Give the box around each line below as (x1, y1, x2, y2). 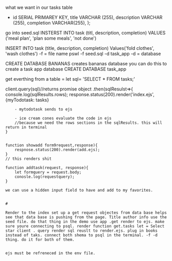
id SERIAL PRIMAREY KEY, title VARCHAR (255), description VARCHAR (12, 14, 163, 20)
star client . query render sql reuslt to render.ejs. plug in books (5, 228, 158, 233)
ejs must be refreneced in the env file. (5, 251, 96, 256)
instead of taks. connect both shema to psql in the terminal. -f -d (5, 233, 158, 238)
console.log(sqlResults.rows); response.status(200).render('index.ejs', (5, 91, 154, 97)
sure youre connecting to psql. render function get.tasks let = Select (5, 223, 165, 229)
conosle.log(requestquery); (14, 174, 75, 179)
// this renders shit (5, 156, 52, 161)
